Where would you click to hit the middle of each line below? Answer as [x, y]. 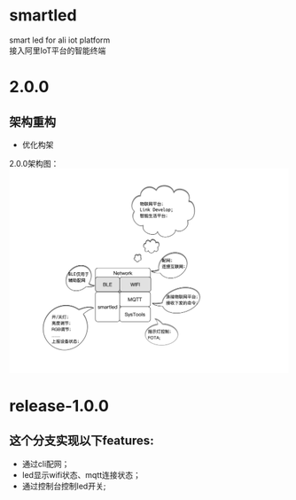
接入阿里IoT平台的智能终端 [58, 51]
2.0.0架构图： [34, 163]
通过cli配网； [46, 464]
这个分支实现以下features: [82, 441]
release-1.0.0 [59, 406]
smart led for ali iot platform [60, 40]
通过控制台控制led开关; [64, 486]
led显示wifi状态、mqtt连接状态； [82, 474]
